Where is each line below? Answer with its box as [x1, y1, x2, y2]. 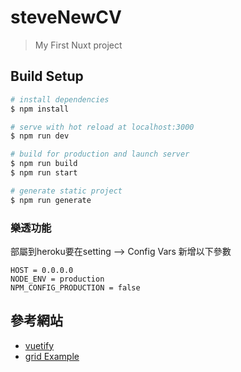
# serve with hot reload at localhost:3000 [10, 122, 195, 132]
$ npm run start [10, 168, 78, 178]
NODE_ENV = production [10, 274, 105, 284]
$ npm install [10, 104, 70, 114]
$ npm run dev [10, 131, 70, 141]
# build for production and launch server [10, 149, 190, 160]
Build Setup [10, 68, 84, 85]
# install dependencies [10, 94, 110, 105]
